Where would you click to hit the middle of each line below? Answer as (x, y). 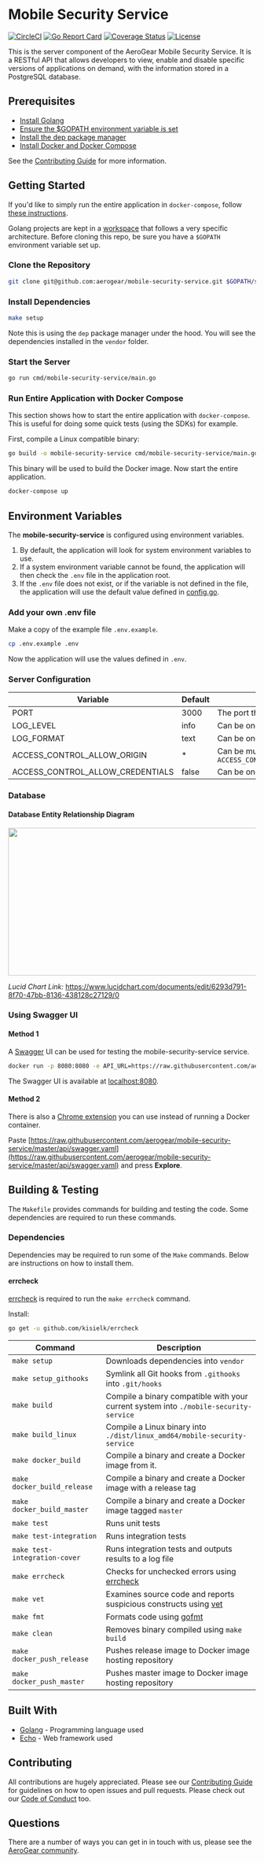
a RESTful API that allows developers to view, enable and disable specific (126, 60)
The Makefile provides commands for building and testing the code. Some (128, 1209)
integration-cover (46, 1557)
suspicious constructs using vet (164, 1604)
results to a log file (140, 1558)
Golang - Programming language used (81, 1729)
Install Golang (42, 120)
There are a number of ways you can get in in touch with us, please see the (130, 1842)
